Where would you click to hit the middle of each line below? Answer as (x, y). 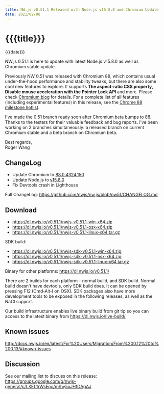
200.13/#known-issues (28, 348)
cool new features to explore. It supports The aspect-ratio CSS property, (79, 87)
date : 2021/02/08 (23, 14)
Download (21, 210)
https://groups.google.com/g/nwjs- (41, 381)
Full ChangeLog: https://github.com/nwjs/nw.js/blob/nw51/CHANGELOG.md (82, 195)
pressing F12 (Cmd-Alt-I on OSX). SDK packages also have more (70, 291)
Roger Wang (18, 147)
